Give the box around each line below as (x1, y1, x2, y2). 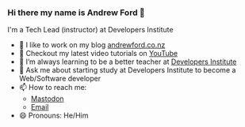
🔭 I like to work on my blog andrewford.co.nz (18, 40, 166, 50)
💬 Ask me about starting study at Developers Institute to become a (18, 65, 236, 75)
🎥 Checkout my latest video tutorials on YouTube (18, 49, 178, 58)
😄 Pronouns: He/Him (18, 110, 89, 121)
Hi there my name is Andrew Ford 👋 (7, 7, 146, 18)
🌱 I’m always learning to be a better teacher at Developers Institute (18, 57, 237, 66)
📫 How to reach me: (18, 83, 87, 92)
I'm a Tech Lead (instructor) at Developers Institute (7, 25, 174, 35)
